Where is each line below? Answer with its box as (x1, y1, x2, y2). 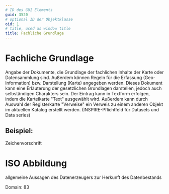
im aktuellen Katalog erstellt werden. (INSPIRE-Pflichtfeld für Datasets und (5, 106, 159, 112)
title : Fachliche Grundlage (5, 31, 64, 36)
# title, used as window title (5, 26, 71, 31)
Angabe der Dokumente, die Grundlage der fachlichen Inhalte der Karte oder (5, 69, 164, 75)
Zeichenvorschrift (5, 140, 42, 146)
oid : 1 (5, 21, 19, 27)
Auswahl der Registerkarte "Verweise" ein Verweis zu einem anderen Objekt (5, 101, 163, 107)
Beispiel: (5, 126, 33, 135)
